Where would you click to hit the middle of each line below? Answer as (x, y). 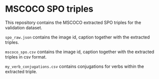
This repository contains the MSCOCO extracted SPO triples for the (73, 22)
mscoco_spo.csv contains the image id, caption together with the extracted (80, 52)
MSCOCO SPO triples (49, 9)
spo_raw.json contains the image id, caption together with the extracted (78, 37)
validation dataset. (24, 27)
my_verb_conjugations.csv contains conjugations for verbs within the (75, 66)
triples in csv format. (26, 57)
